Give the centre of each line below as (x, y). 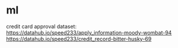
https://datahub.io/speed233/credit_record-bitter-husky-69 (79, 39)
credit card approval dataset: (42, 26)
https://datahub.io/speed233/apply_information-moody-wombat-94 (89, 32)
